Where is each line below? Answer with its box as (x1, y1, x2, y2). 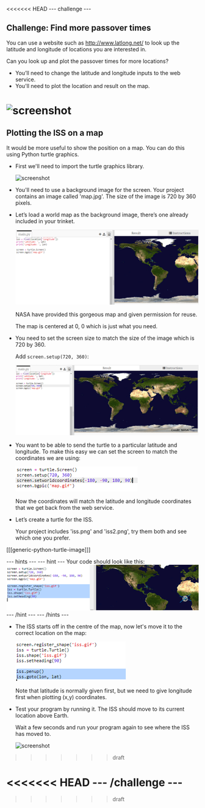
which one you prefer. (15, 534, 71, 542)
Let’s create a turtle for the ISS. (15, 516, 93, 523)
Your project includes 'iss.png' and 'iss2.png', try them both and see (15, 527, 187, 535)
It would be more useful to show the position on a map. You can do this (6, 144, 185, 152)
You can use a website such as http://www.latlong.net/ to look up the (6, 39, 180, 46)
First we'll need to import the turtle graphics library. (15, 162, 145, 170)
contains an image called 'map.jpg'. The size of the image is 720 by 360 (15, 193, 196, 200)
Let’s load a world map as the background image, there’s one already (15, 211, 189, 218)
